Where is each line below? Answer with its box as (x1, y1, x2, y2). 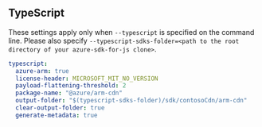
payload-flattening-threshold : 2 (15, 82, 127, 90)
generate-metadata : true (15, 111, 98, 119)
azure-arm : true (15, 67, 69, 75)
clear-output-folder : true (15, 104, 105, 112)
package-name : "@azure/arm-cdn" (15, 89, 123, 98)
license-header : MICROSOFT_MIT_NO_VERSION (15, 75, 158, 83)
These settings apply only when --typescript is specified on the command (8, 27, 255, 37)
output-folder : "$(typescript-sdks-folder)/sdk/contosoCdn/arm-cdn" (15, 97, 248, 105)
